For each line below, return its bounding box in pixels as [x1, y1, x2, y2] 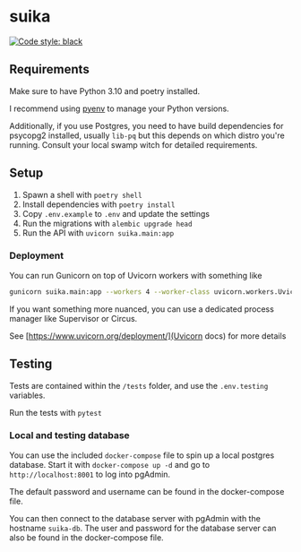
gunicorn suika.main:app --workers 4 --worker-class [9, 287, 211, 297]
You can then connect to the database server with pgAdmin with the [9, 513, 262, 523]
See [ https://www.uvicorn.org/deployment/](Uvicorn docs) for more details [9, 330, 287, 341]
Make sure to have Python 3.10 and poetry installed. [9, 85, 201, 96]
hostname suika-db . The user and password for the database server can [9, 522, 277, 533]
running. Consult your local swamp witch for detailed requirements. [9, 139, 258, 150]
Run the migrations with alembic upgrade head [21, 218, 193, 229]
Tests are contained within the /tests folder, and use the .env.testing [9, 380, 269, 391]
